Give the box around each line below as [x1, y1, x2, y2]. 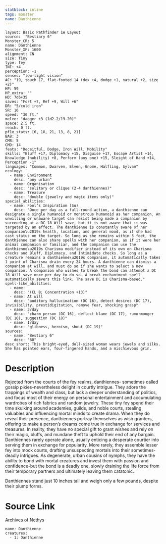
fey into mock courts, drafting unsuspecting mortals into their [5, 447, 130, 453]
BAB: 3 [5, 134, 19, 139]
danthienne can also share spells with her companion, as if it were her [5, 238, 161, 243]
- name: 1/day [9, 320, 39, 325]
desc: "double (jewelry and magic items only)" [14, 195, 114, 199]
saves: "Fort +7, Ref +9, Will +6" [5, 99, 79, 104]
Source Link [5, 500, 55, 512]
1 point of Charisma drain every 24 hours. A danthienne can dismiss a [5, 259, 156, 265]
